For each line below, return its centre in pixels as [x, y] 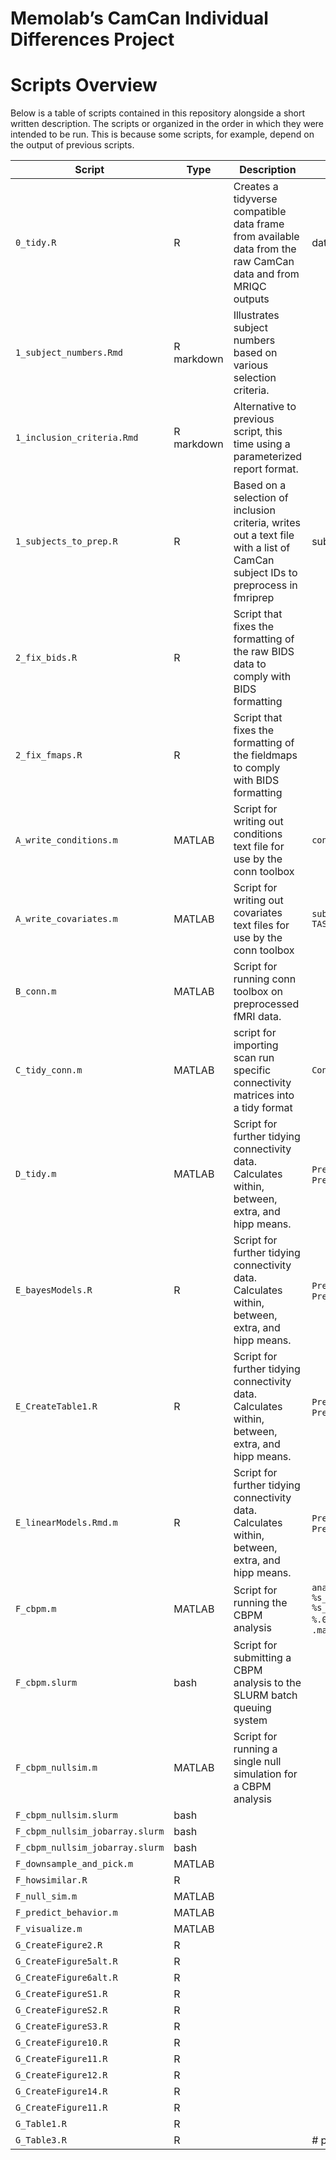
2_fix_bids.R [46, 658]
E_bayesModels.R [54, 1290]
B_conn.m [36, 991]
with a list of [262, 548]
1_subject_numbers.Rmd [69, 353]
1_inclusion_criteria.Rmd [77, 438]
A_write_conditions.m [66, 840]
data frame [259, 224]
